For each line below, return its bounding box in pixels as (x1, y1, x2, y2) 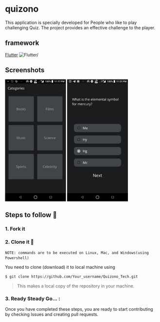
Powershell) (5, 256, 29, 261)
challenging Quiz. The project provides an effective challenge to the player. (5, 24, 156, 30)
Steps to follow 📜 (5, 211, 57, 219)
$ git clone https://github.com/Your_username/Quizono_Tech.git (5, 274, 138, 279)
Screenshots (5, 66, 45, 74)
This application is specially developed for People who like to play (5, 20, 137, 25)
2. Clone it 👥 (5, 238, 34, 245)
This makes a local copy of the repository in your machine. (17, 283, 135, 289)
